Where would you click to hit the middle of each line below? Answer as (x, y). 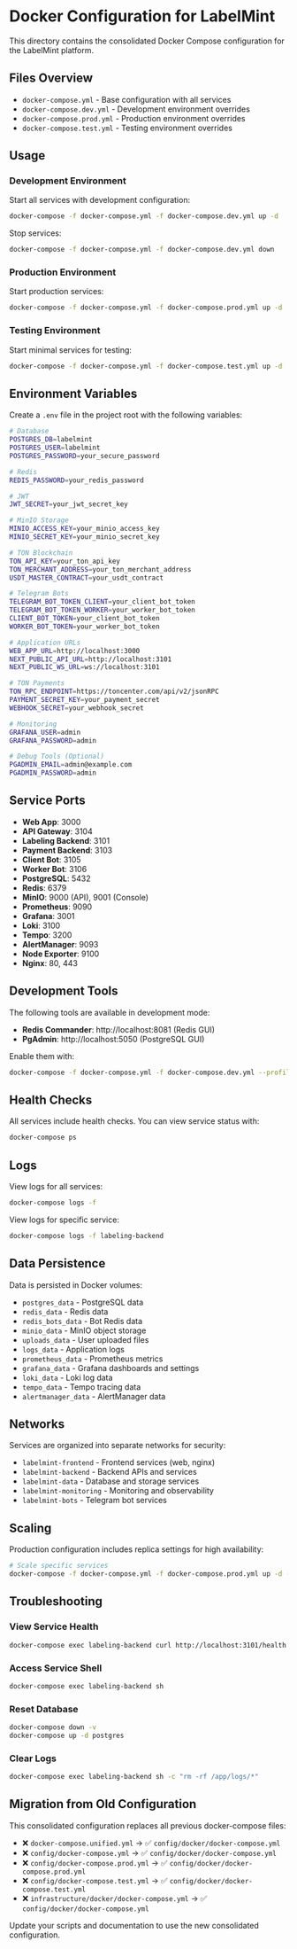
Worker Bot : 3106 (54, 869)
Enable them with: (42, 1056)
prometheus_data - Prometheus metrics (92, 1359)
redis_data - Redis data (65, 1311)
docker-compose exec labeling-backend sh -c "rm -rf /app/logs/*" (134, 1777)
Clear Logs (33, 1758)
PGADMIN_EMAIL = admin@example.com (71, 765)
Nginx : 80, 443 (49, 963)
